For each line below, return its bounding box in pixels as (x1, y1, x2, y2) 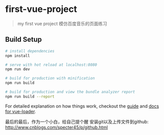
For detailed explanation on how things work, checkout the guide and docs (5, 103, 159, 109)
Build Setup (5, 35, 42, 44)
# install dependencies (5, 48, 55, 53)
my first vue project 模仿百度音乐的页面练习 (17, 20, 107, 26)
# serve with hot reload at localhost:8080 (5, 62, 97, 67)
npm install (5, 53, 30, 58)
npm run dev (5, 67, 30, 72)
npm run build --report (5, 94, 55, 99)
